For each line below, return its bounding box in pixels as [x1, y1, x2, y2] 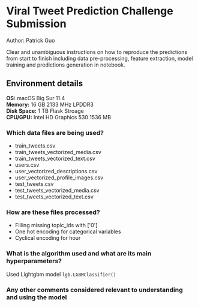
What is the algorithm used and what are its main [6, 249, 152, 258]
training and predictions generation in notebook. [6, 61, 125, 68]
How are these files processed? [6, 208, 100, 216]
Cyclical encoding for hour [14, 234, 81, 242]
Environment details [6, 79, 83, 89]
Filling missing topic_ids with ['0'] [14, 222, 98, 229]
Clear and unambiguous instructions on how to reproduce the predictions [6, 48, 188, 55]
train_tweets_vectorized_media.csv [14, 149, 102, 156]
